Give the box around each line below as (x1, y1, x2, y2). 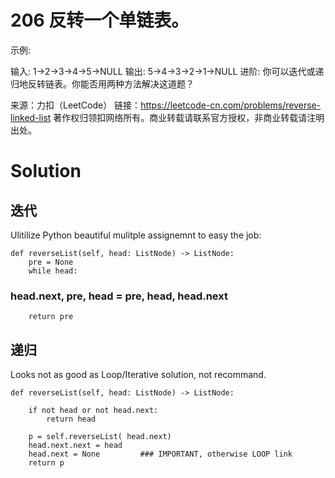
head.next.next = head (28, 441, 123, 451)
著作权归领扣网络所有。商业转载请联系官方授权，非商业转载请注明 (53, 111, 325, 123)
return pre (28, 312, 74, 322)
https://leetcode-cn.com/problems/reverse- (140, 99, 322, 111)
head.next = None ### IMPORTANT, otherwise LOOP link (28, 449, 293, 460)
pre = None (28, 257, 74, 267)
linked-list (10, 111, 52, 123)
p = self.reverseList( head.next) (28, 432, 172, 442)
